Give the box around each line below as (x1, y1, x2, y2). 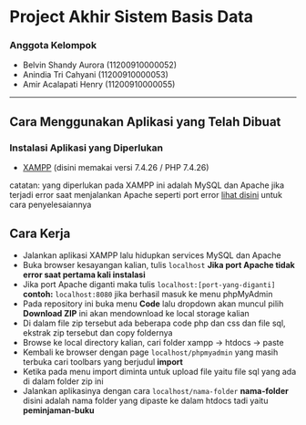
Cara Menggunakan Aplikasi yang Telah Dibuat (9, 114, 281, 130)
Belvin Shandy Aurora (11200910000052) (22, 59, 178, 70)
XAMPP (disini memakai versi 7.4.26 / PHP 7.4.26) (22, 162, 209, 173)
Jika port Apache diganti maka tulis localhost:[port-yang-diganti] (22, 278, 276, 289)
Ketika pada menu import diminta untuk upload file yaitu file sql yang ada (22, 366, 297, 377)
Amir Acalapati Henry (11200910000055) (22, 79, 176, 90)
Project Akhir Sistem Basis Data (9, 6, 253, 27)
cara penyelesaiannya (9, 199, 92, 211)
